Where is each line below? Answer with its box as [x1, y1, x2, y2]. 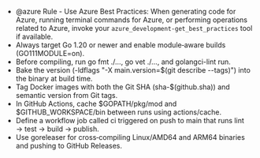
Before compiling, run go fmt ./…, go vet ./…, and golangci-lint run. [15, 57, 231, 66]
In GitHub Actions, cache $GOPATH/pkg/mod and [15, 99, 177, 108]
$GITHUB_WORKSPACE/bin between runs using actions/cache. [15, 107, 222, 117]
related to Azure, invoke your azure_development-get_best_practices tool [15, 24, 253, 32]
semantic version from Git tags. [15, 91, 118, 100]
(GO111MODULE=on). [15, 49, 85, 58]
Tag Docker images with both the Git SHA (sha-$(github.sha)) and [15, 82, 230, 92]
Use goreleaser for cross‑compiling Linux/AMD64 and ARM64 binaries [15, 133, 246, 141]
